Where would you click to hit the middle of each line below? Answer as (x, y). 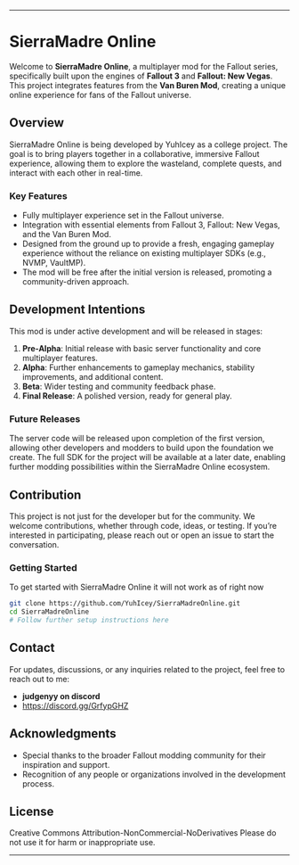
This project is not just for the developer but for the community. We (132, 516)
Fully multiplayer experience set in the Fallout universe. (123, 216)
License (32, 811)
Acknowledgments (63, 733)
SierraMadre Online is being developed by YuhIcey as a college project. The (149, 144)
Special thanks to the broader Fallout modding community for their (144, 755)
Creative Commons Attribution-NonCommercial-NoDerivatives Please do (143, 833)
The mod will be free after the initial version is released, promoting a (147, 272)
